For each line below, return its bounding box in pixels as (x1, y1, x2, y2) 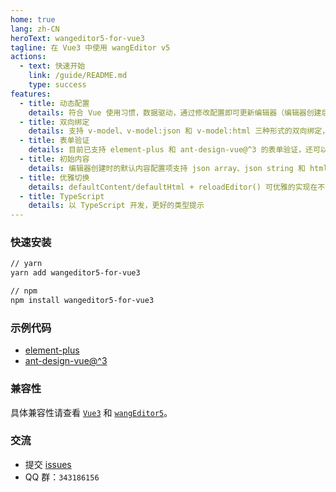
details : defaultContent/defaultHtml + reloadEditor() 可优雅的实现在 (28, 182, 318, 192)
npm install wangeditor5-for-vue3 (10, 296, 155, 306)
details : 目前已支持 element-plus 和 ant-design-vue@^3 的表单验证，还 (28, 145, 313, 155)
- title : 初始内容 (19, 154, 90, 164)
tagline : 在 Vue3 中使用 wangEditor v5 (10, 42, 171, 53)
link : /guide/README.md (28, 71, 128, 81)
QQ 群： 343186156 (24, 471, 100, 483)
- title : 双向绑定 (19, 117, 90, 127)
